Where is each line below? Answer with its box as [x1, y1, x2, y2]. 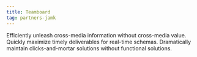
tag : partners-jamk [6, 15, 56, 21]
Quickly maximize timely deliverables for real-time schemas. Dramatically [6, 38, 191, 45]
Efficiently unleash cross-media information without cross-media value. [6, 31, 187, 39]
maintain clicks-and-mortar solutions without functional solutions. [6, 44, 173, 52]
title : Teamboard [6, 9, 51, 15]
